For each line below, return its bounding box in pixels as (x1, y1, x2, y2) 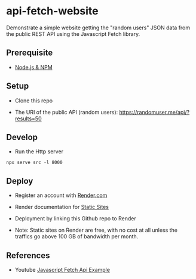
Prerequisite (6, 48, 53, 58)
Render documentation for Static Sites (14, 204, 109, 211)
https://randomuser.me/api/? (119, 108, 190, 116)
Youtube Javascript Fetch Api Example (14, 266, 111, 273)
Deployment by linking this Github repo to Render (14, 215, 136, 222)
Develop (6, 132, 38, 142)
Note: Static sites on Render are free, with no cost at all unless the (14, 226, 178, 234)
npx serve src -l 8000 (6, 160, 63, 166)
